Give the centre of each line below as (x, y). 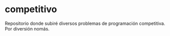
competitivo (31, 9)
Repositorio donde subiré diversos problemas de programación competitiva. (85, 23)
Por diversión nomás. (27, 28)
